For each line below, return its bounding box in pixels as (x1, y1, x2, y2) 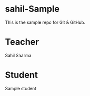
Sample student (5, 85, 37, 91)
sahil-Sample (5, 3, 60, 15)
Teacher (5, 36, 39, 48)
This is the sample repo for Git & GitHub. (5, 19, 86, 25)
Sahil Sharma (5, 52, 31, 58)
